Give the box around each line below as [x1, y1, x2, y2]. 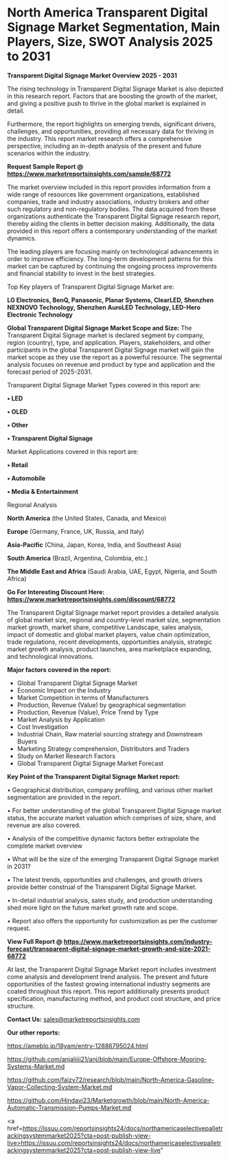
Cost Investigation [16, 723, 69, 731]
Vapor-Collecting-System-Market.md [7, 1083, 113, 1091]
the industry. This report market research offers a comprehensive [7, 134, 192, 142]
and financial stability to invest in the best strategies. [7, 269, 156, 278]
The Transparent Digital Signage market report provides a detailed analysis [7, 608, 219, 616]
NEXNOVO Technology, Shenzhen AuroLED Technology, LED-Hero [7, 303, 201, 311]
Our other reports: [7, 1028, 60, 1037]
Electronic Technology [7, 311, 73, 319]
